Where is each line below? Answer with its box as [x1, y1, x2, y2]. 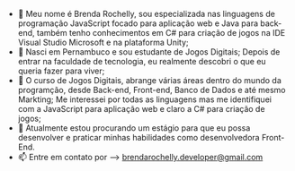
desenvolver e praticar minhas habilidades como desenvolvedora [17, 133, 260, 142]
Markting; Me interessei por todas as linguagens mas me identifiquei [17, 94, 273, 105]
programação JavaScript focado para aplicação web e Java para [17, 18, 259, 29]
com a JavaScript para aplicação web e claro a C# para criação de [17, 104, 265, 114]
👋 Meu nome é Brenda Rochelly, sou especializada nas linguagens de [17, 9, 276, 19]
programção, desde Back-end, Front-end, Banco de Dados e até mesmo [17, 85, 286, 95]
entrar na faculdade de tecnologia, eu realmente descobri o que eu [17, 56, 267, 66]
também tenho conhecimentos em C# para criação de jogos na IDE [36, 28, 286, 38]
